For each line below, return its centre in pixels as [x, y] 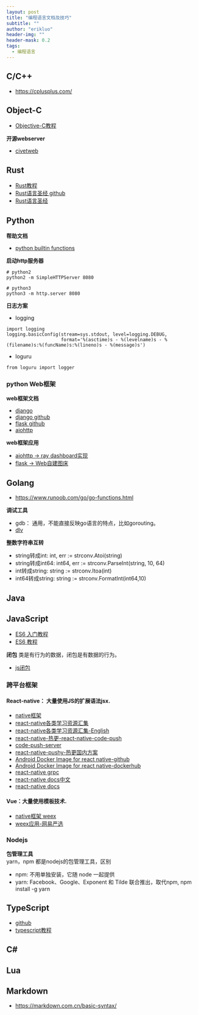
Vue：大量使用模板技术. [37, 801]
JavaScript [27, 619]
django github [33, 417]
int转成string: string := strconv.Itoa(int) [63, 571]
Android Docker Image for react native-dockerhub [78, 766]
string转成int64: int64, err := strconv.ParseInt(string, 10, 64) [90, 563]
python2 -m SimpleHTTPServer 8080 [50, 278]
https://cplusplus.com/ [44, 91]
